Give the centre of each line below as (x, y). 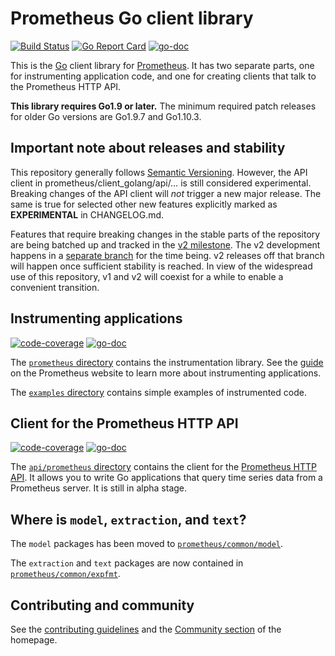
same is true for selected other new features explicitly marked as (144, 204)
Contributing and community (102, 605)
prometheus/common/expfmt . (65, 574)
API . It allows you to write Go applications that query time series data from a (166, 478)
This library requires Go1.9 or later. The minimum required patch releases (163, 106)
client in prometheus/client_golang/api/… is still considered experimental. (161, 183)
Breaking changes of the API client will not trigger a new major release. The (166, 193)
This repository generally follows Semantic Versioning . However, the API (159, 172)
